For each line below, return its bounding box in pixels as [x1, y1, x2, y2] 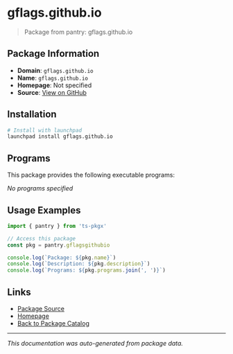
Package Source [17, 305, 64, 312]
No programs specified [7, 184, 74, 193]
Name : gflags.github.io [17, 73, 89, 82]
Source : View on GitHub [17, 88, 87, 96]
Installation [7, 109, 57, 121]
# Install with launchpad [7, 127, 82, 134]
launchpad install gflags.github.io [7, 133, 113, 140]
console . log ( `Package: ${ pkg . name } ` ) [7, 254, 116, 261]
